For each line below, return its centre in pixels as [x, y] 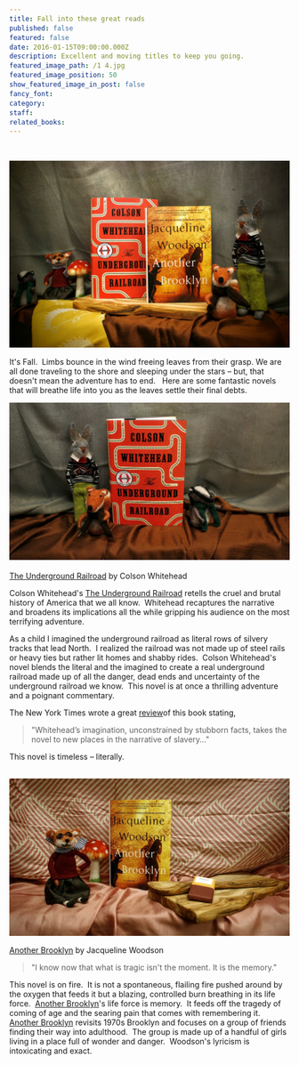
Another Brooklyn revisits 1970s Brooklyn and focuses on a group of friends [148, 1022]
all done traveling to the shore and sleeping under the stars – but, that [137, 371]
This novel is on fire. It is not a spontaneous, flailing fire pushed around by [146, 984]
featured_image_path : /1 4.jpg [67, 66]
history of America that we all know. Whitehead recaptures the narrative [142, 602]
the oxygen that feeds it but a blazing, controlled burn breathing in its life [142, 994]
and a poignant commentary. [62, 695]
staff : [21, 113]
